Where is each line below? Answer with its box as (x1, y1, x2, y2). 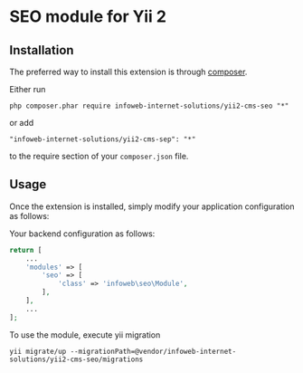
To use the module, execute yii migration (9, 329, 161, 340)
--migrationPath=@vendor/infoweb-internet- (70, 347, 237, 356)
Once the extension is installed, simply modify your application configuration (9, 201, 296, 212)
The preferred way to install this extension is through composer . (9, 66, 248, 77)
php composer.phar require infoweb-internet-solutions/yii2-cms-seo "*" (9, 101, 289, 110)
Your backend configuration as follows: (9, 228, 156, 239)
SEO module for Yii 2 (9, 6, 167, 27)
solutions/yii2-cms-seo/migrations (9, 355, 144, 364)
